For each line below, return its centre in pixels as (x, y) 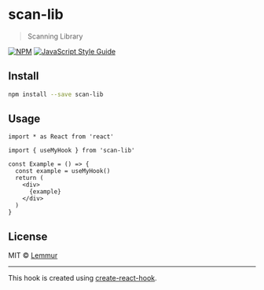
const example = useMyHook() (63, 171)
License (28, 236)
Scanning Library (55, 36)
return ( (29, 178)
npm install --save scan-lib (56, 94)
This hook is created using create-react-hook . (82, 278)
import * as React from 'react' (61, 137)
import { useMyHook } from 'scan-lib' (71, 151)
